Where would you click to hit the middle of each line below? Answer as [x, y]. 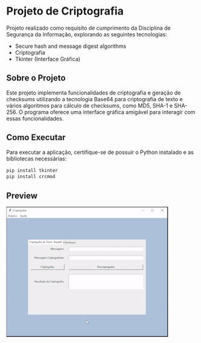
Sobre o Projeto [36, 78]
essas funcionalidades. [35, 118]
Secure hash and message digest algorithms [71, 46]
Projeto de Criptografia [65, 11]
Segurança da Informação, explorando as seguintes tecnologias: [87, 34]
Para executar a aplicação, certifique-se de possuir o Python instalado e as [100, 152]
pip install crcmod [31, 177]
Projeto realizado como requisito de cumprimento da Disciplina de [89, 28]
